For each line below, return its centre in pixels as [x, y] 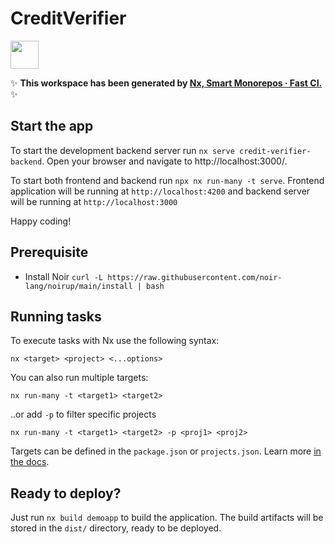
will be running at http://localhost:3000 [94, 201]
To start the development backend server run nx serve [122, 150]
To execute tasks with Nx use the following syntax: [115, 341]
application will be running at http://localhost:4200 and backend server [160, 191]
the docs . [30, 462]
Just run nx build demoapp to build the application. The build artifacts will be [167, 518]
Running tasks [56, 316]
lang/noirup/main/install [78, 286]
